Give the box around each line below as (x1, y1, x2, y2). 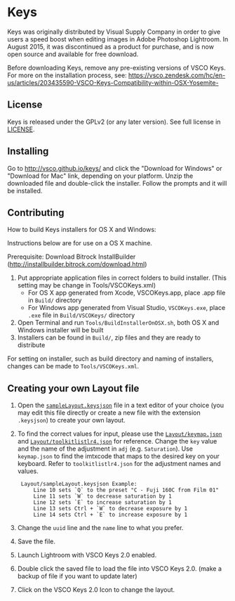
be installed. (7, 186, 43, 195)
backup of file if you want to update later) (17, 572, 138, 581)
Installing (7, 146, 49, 157)
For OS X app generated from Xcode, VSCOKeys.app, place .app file (27, 289, 226, 297)
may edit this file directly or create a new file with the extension (17, 408, 201, 417)
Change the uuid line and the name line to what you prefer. (17, 524, 184, 532)
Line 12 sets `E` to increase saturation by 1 (33, 499, 172, 506)
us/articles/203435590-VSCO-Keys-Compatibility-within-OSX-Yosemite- (7, 78, 219, 86)
